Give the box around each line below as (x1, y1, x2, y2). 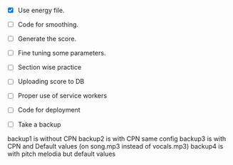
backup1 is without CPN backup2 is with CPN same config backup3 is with (7, 134, 227, 143)
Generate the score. (17, 35, 77, 43)
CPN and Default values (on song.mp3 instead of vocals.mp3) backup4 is (7, 142, 224, 150)
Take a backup (17, 120, 62, 129)
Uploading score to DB (17, 78, 85, 86)
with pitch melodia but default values (7, 149, 116, 158)
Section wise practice (17, 63, 82, 72)
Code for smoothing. (17, 21, 79, 29)
